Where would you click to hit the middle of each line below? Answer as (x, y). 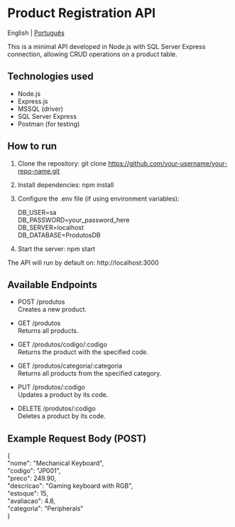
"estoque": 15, (28, 494)
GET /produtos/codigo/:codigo (62, 345)
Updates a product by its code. (63, 395)
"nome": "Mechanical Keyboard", (56, 463)
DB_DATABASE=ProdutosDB (59, 235)
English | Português (36, 33)
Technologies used (50, 76)
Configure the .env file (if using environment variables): (98, 198)
